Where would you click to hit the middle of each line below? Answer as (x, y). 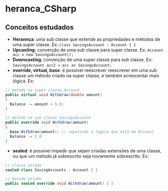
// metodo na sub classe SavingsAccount (48, 118)
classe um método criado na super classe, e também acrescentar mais (86, 75)
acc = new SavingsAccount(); (43, 55)
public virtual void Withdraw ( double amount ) (54, 95)
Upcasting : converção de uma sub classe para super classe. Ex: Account (88, 50)
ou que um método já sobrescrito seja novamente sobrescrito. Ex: (81, 156)
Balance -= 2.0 (26, 136)
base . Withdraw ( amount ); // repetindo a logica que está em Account (82, 132)
